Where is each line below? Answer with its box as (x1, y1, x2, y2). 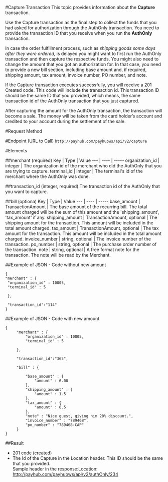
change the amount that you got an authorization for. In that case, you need (5, 62, 161, 67)
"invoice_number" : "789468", (25, 418, 89, 423)
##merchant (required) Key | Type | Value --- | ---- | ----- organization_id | (5, 157, 159, 163)
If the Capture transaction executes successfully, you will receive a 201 (5, 82, 152, 88)
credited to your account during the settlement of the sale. (5, 118, 126, 124)
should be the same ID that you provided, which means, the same (5, 93, 141, 98)
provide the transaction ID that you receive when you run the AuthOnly (5, 30, 152, 36)
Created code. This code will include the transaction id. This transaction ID (5, 87, 159, 93)
